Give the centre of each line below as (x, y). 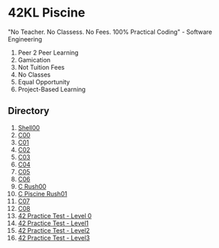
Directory (29, 111)
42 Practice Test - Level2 (54, 230)
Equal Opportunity (44, 82)
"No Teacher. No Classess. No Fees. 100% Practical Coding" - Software (110, 32)
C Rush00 (32, 186)
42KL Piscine (47, 13)
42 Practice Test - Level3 (54, 238)
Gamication (34, 59)
